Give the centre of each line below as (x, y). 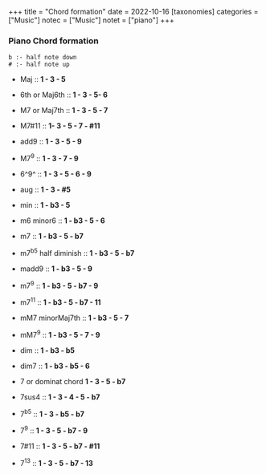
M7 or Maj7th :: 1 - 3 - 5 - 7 (64, 111)
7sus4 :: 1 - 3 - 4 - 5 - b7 (60, 397)
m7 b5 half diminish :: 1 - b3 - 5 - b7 (77, 252)
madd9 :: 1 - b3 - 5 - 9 (56, 269)
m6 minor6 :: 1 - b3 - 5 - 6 (63, 221)
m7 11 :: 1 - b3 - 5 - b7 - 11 (60, 302)
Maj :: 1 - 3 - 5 (43, 79)
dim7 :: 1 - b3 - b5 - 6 (55, 366)
